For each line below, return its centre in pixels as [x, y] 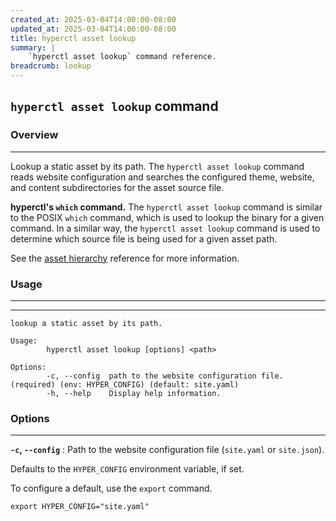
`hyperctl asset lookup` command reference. [122, 57]
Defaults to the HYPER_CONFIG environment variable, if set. [127, 469]
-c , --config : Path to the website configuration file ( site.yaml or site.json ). [167, 450]
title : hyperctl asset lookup [73, 38]
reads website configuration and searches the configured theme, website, [162, 177]
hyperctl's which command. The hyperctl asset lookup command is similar [166, 207]
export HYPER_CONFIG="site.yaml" [80, 507]
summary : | [33, 47]
